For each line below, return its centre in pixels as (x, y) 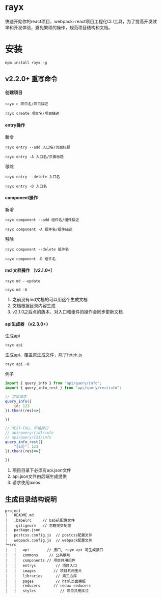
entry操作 (15, 125)
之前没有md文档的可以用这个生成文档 (50, 300)
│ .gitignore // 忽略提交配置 (38, 526)
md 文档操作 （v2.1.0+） (30, 270)
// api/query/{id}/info (29, 433)
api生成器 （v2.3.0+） (28, 324)
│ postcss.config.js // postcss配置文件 (49, 535)
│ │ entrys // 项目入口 (41, 566)
